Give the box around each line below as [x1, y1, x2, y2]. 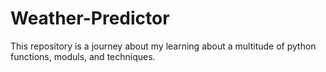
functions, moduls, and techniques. [10, 50, 156, 62]
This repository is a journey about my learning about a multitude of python [10, 40, 317, 52]
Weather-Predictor [10, 7, 170, 30]
